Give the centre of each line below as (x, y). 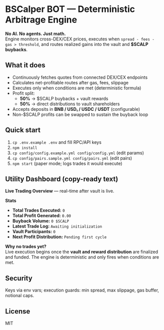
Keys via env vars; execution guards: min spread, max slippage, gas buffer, (82, 290)
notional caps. (20, 296)
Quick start (23, 130)
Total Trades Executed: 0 (39, 210)
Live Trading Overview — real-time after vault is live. (60, 191)
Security (19, 278)
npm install (25, 148)
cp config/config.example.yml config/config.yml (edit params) (78, 153)
